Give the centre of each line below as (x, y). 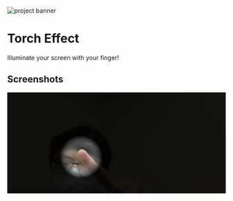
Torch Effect (43, 39)
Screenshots (35, 79)
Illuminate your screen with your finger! (63, 57)
